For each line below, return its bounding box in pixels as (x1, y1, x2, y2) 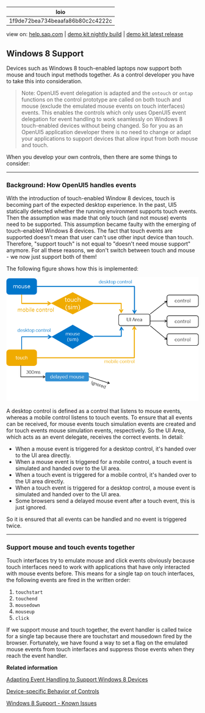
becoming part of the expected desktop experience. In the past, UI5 (6, 201, 177, 209)
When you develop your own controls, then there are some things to (6, 154, 178, 161)
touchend (15, 596, 38, 602)
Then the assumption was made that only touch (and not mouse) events (6, 214, 187, 222)
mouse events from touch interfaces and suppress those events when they (6, 646, 195, 653)
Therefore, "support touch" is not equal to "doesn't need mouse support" (6, 240, 191, 248)
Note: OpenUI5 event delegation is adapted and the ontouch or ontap (21, 89, 193, 97)
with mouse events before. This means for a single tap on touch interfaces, (6, 570, 195, 577)
